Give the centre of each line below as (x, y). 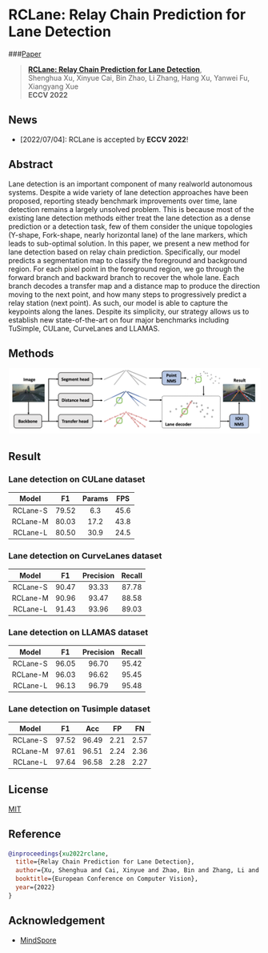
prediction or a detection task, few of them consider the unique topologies (131, 226)
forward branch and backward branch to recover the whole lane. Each (124, 277)
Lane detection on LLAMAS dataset (78, 632)
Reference (35, 834)
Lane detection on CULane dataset (77, 479)
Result (25, 456)
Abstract (31, 164)
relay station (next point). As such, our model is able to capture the (118, 302)
